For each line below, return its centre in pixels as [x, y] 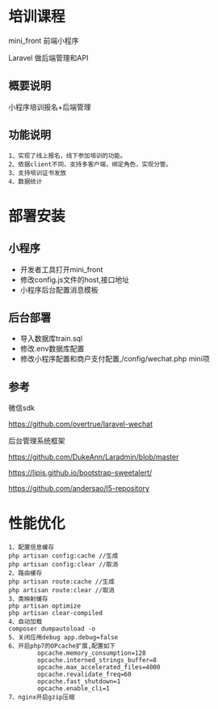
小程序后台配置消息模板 [59, 289]
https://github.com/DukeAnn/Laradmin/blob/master [94, 457]
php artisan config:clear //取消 [63, 565]
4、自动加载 [25, 622]
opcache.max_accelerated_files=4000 [99, 668]
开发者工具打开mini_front [61, 269]
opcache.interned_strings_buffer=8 [97, 660]
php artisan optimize [45, 606]
